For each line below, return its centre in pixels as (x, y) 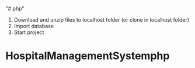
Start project (29, 32)
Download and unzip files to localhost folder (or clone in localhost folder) (102, 20)
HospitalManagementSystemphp (88, 56)
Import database (34, 26)
